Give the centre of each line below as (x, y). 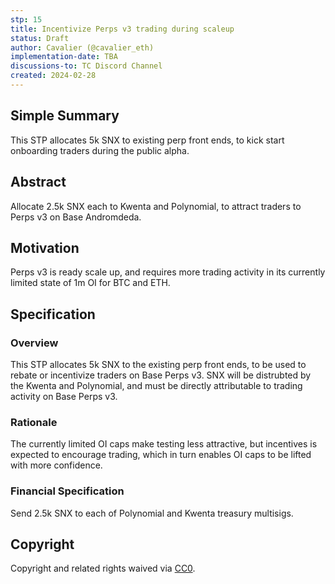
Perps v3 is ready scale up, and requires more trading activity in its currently (168, 272)
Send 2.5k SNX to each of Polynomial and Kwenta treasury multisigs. (152, 513)
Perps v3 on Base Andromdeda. (76, 217)
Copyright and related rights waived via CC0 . (103, 568)
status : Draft (40, 38)
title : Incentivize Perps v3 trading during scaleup (122, 29)
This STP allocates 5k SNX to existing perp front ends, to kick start (147, 140)
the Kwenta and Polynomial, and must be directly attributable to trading (156, 385)
